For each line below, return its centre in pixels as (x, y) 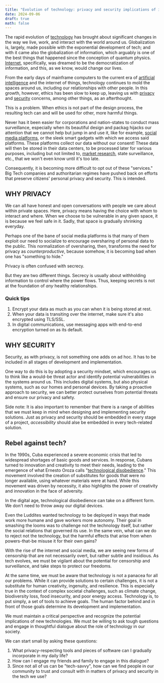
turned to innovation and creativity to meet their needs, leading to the (75, 465)
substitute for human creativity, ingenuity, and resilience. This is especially (80, 585)
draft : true (17, 19)
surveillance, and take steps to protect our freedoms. (58, 566)
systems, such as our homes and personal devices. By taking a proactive (79, 387)
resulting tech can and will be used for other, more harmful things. (72, 113)
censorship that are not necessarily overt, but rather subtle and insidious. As (82, 555)
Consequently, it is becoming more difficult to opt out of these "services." (79, 168)
